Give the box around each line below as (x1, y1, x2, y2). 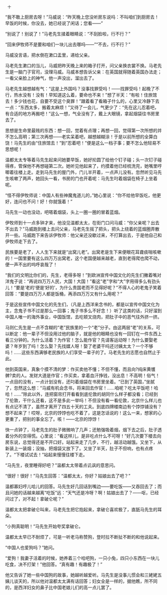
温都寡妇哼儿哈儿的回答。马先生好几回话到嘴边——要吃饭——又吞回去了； (5, 483, 158, 489)
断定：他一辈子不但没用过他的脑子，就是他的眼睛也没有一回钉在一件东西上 (9, 331, 162, 337)
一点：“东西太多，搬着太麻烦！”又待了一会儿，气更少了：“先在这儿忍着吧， (5, 104, 159, 110)
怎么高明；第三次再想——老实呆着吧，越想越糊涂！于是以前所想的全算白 (9, 134, 158, 140)
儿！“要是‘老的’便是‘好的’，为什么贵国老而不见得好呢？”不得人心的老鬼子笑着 (5, 285, 162, 290)
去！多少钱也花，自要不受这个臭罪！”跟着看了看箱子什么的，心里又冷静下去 (5, 98, 160, 104)
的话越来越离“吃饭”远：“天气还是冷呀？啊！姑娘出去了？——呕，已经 (18, 490, 159, 495)
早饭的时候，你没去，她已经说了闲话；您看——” (5, 20, 103, 26)
